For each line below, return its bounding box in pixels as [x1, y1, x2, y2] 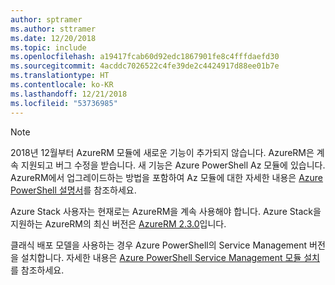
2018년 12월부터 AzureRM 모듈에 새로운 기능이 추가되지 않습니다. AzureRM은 [10, 146, 315, 158]
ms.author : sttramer [10, 24, 97, 34]
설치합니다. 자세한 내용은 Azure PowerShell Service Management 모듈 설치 [20, 251, 320, 263]
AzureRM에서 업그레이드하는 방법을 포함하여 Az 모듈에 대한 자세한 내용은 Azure [10, 171, 323, 183]
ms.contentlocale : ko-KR [10, 80, 114, 90]
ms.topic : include [10, 42, 87, 53]
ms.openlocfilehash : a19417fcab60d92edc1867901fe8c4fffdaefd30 [10, 52, 280, 62]
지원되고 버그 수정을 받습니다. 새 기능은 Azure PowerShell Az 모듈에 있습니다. [20, 159, 326, 171]
